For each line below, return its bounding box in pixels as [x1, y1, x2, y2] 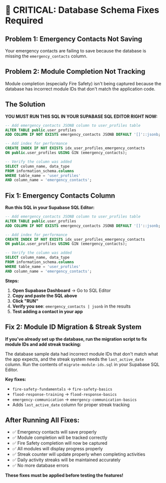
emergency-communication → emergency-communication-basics [12, 396, 137, 402]
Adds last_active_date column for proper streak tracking [12, 401, 130, 408]
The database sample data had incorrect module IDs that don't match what [5, 351, 159, 357]
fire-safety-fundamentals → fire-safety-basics [12, 386, 112, 392]
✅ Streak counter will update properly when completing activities [12, 451, 145, 457]
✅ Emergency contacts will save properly [12, 429, 97, 435]
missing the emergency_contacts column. [5, 53, 88, 59]
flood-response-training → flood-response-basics [12, 391, 117, 397]
